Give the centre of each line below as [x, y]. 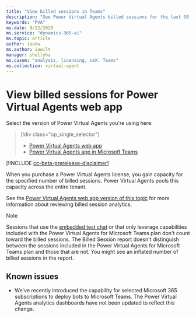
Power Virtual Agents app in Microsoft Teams [83, 152]
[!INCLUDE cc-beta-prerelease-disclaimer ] [57, 163]
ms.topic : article [28, 39]
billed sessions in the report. [40, 258]
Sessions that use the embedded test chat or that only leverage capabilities [97, 227]
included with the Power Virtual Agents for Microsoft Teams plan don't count [98, 233]
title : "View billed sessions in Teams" [56, 11]
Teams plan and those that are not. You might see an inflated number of [92, 252]
